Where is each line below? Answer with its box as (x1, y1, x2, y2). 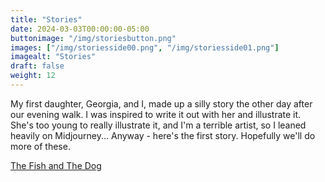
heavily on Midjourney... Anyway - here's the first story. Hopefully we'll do (10, 129, 316, 141)
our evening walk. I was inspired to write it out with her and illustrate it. (10, 108, 302, 120)
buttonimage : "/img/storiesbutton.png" (10, 33, 177, 43)
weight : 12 (10, 71, 56, 81)
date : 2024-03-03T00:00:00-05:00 (10, 24, 150, 34)
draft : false (10, 61, 65, 71)
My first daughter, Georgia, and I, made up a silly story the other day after (10, 97, 313, 110)
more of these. (10, 140, 71, 152)
